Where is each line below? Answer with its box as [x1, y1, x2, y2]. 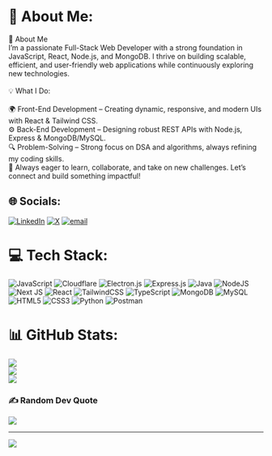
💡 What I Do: [8, 85, 51, 96]
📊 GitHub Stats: [8, 325, 119, 344]
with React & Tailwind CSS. [8, 115, 99, 125]
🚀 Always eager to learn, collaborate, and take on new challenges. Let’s [8, 162, 247, 172]
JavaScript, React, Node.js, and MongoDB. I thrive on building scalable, [8, 51, 247, 61]
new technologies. [8, 68, 70, 78]
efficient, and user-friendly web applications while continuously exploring [8, 60, 253, 70]
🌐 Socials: [8, 195, 62, 209]
